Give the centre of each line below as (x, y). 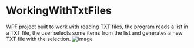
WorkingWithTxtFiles (59, 11)
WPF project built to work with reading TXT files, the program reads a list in (97, 27)
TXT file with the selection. (39, 39)
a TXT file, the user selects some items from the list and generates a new (95, 32)
